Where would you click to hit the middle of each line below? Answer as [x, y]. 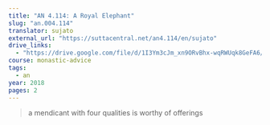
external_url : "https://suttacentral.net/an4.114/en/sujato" [113, 38]
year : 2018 [27, 83]
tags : [17, 68]
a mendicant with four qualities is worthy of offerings [115, 113]
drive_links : [30, 46]
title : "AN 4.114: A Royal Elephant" [72, 16]
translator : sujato [41, 30]
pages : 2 [23, 90]
